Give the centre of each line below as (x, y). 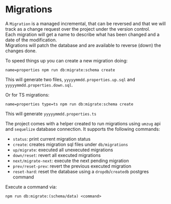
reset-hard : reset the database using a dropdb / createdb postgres (81, 171)
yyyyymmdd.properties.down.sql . (39, 85)
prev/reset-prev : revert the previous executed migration (72, 166)
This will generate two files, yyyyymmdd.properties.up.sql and (70, 79)
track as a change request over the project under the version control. (78, 29)
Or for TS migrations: (27, 95)
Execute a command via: (31, 187)
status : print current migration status (52, 139)
